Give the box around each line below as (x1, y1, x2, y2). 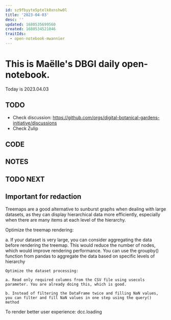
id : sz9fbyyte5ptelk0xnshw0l (5, 7, 67, 13)
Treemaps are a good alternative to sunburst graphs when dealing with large (5, 206, 166, 212)
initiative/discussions (12, 120, 57, 126)
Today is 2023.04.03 (5, 86, 49, 92)
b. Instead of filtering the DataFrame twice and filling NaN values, (5, 290, 159, 296)
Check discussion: (12, 114, 52, 120)
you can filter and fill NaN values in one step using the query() (5, 295, 152, 300)
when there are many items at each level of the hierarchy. (5, 217, 126, 223)
